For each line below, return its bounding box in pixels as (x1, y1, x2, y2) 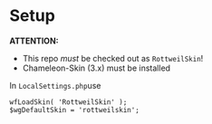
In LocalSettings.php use (9, 80, 101, 91)
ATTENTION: (9, 35, 59, 46)
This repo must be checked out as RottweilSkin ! (22, 52, 204, 63)
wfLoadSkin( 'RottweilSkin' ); (9, 97, 128, 107)
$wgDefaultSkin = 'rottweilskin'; (9, 105, 140, 114)
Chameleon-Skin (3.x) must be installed (22, 62, 170, 73)
